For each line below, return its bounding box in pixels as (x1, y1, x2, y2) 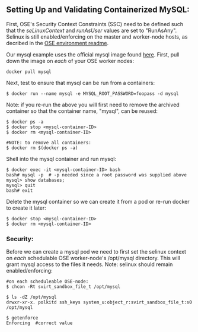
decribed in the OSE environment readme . (6, 39, 109, 46)
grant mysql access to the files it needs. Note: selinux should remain (6, 261, 173, 268)
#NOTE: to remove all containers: (6, 140, 92, 146)
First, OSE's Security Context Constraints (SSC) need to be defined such (6, 20, 184, 27)
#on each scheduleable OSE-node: (6, 279, 89, 284)
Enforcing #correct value (6, 320, 73, 326)
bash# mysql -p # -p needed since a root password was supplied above (6, 172, 187, 178)
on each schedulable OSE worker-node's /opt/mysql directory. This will (6, 255, 181, 262)
